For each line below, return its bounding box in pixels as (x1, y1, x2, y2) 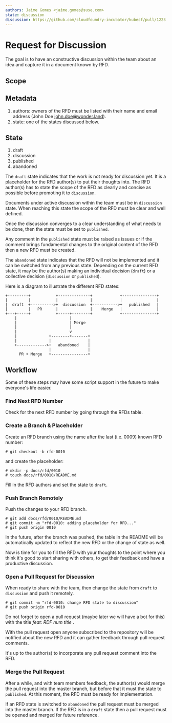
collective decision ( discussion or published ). (5, 273, 101, 280)
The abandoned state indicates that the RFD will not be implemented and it (5, 257, 160, 263)
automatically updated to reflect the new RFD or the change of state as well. (5, 540, 166, 546)
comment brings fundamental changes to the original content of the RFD (5, 242, 158, 248)
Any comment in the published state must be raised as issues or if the (5, 236, 153, 242)
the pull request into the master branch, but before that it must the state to (5, 685, 162, 692)
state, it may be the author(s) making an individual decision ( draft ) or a (5, 268, 155, 274)
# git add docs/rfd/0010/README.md (5, 516, 81, 522)
